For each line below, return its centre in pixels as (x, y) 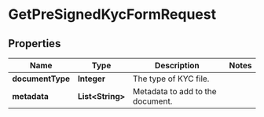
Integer (92, 79)
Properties (35, 44)
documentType (41, 79)
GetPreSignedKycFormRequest (112, 15)
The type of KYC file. (171, 79)
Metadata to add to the (175, 91)
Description (177, 66)
